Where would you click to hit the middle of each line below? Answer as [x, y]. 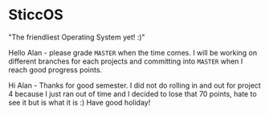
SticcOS [36, 15]
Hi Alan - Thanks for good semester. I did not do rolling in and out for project [134, 85]
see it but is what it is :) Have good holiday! [79, 102]
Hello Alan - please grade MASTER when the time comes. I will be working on [133, 52]
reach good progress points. [55, 69]
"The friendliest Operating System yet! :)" [77, 37]
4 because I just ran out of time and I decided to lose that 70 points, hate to [132, 93]
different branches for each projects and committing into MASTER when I [126, 61]
